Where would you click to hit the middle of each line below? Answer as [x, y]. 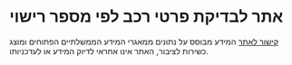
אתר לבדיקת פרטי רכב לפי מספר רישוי [146, 17]
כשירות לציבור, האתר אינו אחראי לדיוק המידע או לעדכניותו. [109, 51]
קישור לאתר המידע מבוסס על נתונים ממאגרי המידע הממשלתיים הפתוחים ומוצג [144, 42]
